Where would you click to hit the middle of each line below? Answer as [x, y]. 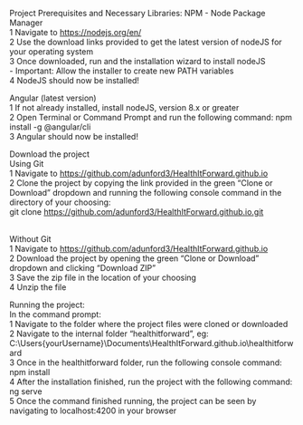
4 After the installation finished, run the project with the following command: [151, 382]
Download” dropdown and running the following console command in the [146, 193]
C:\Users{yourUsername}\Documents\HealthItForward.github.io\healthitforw [151, 343]
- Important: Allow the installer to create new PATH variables [122, 71]
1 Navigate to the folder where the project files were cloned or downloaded [149, 324]
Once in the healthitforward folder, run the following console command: [149, 362]
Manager [26, 23]
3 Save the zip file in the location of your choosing [103, 277]
